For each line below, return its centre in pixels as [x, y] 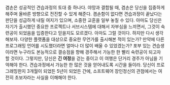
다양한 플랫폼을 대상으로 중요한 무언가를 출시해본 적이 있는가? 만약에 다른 [92, 39]
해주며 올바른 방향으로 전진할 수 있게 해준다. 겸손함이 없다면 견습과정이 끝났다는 [84, 14]
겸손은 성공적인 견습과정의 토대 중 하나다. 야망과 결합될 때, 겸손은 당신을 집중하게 [85, 7]
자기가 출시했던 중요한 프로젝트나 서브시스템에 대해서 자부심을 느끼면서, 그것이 [82, 26]
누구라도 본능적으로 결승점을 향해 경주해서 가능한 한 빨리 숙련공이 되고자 [90, 52]
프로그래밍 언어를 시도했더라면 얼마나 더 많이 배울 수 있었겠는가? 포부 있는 [78, 46]
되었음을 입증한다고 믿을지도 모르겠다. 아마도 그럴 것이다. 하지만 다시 [86, 33]
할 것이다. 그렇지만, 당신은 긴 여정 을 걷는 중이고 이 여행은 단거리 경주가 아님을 [81, 58]
